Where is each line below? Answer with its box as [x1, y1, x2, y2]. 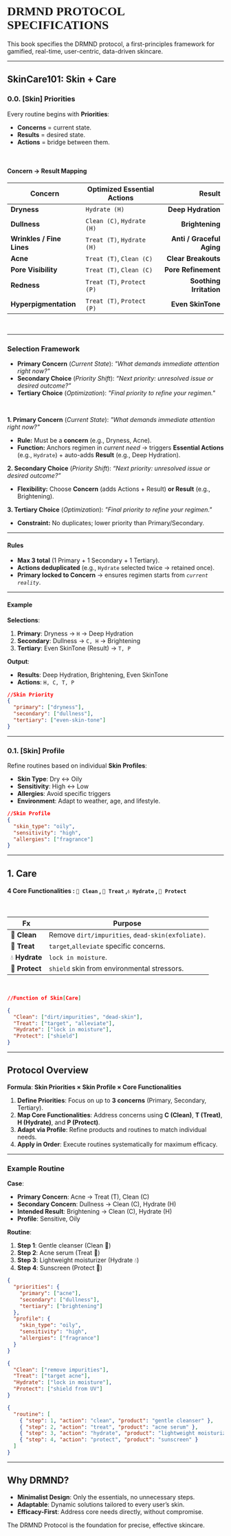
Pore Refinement [164, 264, 221, 274]
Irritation [191, 284, 221, 294]
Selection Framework [7, 344, 80, 353]
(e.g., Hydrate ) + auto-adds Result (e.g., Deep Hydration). [16, 451, 181, 459]
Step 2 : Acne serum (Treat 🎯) [16, 1249, 100, 1257]
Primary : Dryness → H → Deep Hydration [16, 629, 134, 638]
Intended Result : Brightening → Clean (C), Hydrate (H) [16, 1208, 173, 1216]
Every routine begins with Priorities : [7, 109, 110, 118]
